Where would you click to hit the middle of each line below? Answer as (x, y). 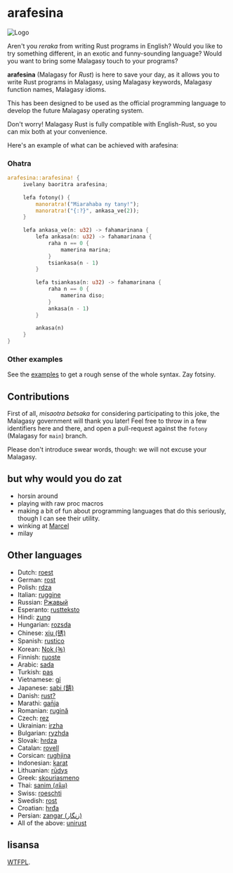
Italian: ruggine (39, 594)
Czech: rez (33, 718)
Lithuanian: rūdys (42, 770)
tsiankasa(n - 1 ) (73, 263)
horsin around (38, 496)
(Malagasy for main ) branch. (47, 436)
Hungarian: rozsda (44, 624)
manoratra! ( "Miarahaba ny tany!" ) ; (87, 204)
